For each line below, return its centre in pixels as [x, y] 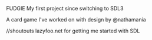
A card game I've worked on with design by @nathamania [76, 19]
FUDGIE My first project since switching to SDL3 [65, 8]
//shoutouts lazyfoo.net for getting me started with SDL [73, 31]
